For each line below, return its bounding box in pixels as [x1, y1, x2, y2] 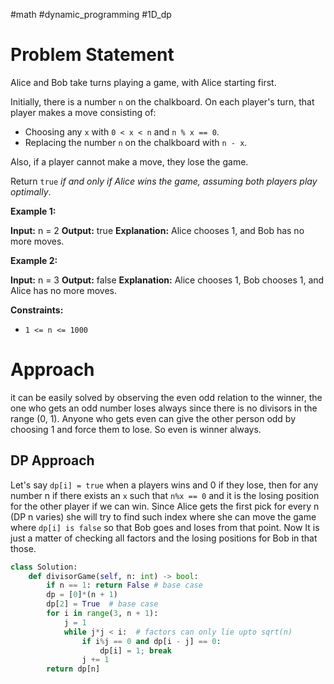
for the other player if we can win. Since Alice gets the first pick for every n [10, 500, 320, 512]
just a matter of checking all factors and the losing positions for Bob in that [10, 532, 318, 544]
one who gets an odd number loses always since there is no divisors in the [10, 402, 318, 414]
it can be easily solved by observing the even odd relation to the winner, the [10, 391, 323, 403]
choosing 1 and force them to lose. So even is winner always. [10, 423, 262, 435]
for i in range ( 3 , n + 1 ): [46, 609, 159, 619]
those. [10, 542, 37, 554]
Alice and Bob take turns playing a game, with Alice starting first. [10, 76, 277, 88]
